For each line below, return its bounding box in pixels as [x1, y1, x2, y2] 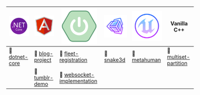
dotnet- [8, 53, 29, 60]
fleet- [64, 50, 79, 57]
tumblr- [33, 74, 54, 81]
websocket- [64, 71, 95, 78]
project [33, 56, 52, 64]
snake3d [104, 56, 126, 64]
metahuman [132, 56, 161, 64]
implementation [59, 77, 98, 84]
